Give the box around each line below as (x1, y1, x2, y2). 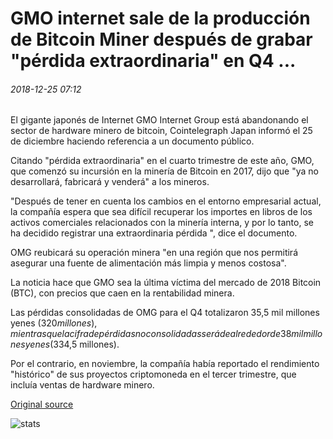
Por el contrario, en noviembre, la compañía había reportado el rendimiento (10, 358, 320, 370)
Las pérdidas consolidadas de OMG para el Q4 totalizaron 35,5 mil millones (10, 307, 320, 319)
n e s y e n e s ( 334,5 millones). (10, 338, 120, 351)
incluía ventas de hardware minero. (10, 379, 155, 391)
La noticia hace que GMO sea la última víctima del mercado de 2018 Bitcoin (10, 277, 322, 289)
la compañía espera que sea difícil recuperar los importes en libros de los (10, 206, 313, 218)
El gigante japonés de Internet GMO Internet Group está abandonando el (10, 114, 309, 126)
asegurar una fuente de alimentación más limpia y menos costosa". (10, 257, 287, 269)
